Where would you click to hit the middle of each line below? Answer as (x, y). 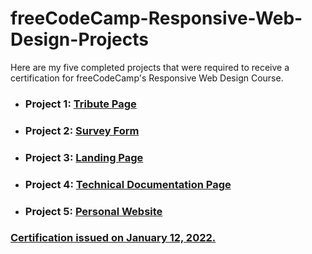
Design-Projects (79, 39)
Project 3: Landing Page (84, 157)
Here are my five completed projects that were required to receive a (150, 67)
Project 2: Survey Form (82, 130)
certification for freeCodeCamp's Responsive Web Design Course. (147, 78)
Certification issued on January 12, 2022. (113, 238)
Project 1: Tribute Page (80, 104)
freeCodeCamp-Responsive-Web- (156, 18)
